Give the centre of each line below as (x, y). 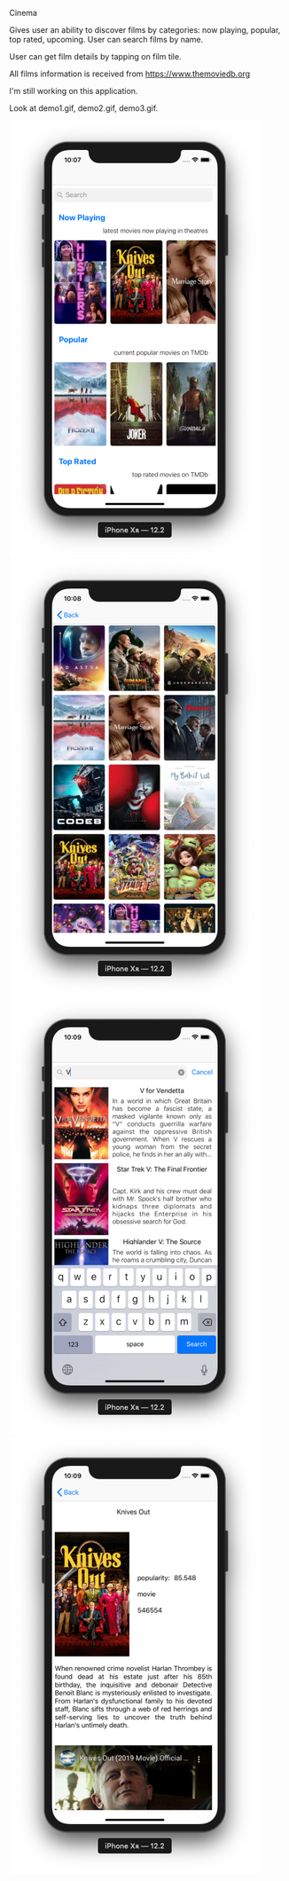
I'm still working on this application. (74, 91)
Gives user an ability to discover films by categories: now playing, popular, (145, 30)
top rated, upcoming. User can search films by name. (106, 39)
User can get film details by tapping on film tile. (95, 56)
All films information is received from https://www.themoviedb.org (130, 74)
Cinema (23, 13)
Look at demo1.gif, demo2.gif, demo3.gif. (84, 108)
